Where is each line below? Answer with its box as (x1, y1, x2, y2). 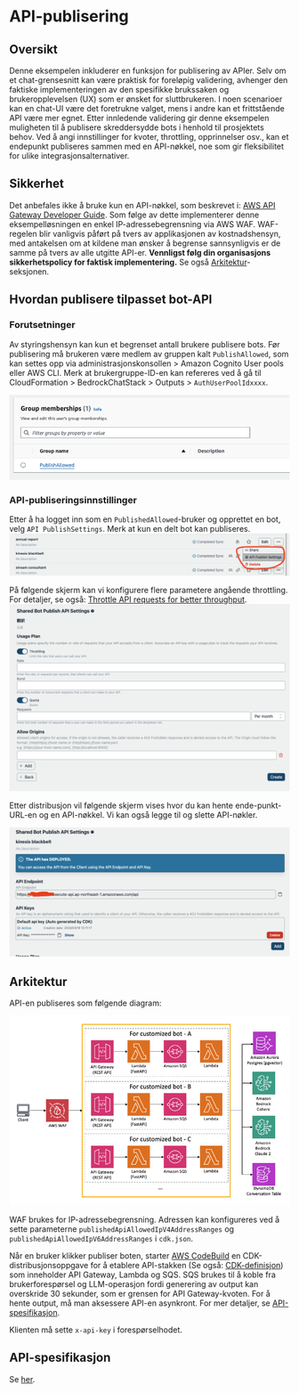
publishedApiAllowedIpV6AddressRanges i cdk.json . (9, 1234, 194, 1244)
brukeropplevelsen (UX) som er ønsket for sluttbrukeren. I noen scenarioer (9, 94, 283, 104)
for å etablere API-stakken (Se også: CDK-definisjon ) (90, 1260, 284, 1271)
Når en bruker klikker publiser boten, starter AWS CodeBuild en (9, 1250, 241, 1261)
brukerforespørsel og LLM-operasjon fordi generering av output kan (9, 1279, 259, 1290)
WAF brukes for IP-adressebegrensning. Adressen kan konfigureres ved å (9, 1214, 280, 1226)
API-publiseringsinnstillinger (9, 493, 138, 506)
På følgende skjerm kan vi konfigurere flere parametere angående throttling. (9, 585, 288, 596)
